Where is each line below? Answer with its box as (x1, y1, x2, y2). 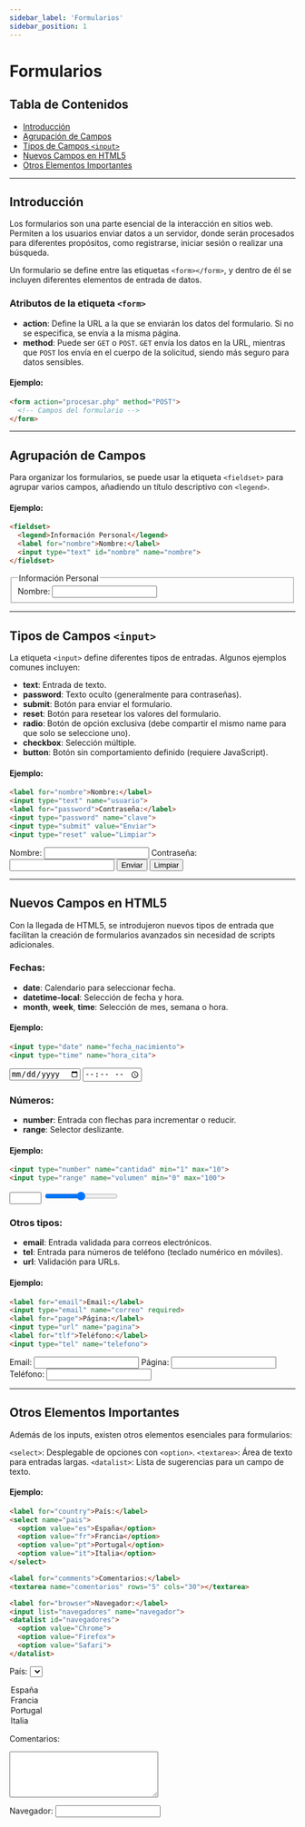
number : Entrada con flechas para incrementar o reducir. (22, 1115, 237, 1125)
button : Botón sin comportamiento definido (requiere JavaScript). (22, 747, 269, 758)
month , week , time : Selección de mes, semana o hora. (22, 1001, 229, 1012)
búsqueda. (9, 247, 50, 259)
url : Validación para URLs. (22, 1256, 121, 1267)
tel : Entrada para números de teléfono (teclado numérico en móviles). (22, 1247, 283, 1258)
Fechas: (9, 961, 45, 974)
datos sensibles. (22, 356, 84, 368)
